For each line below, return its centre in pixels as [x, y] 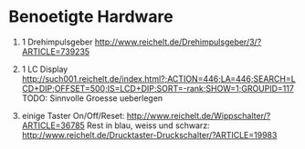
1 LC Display [45, 69]
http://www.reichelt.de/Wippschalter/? [199, 115]
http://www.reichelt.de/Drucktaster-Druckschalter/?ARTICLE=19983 [149, 134]
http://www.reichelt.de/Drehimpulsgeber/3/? [178, 42]
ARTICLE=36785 [53, 125]
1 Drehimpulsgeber [57, 42]
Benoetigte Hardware [91, 17]
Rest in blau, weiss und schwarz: [149, 125]
